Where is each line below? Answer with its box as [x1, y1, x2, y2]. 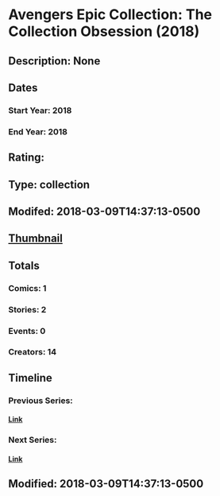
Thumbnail [8, 232, 64, 246]
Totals [8, 258, 40, 272]
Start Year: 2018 [8, 105, 72, 116]
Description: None [8, 54, 101, 68]
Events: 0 [8, 325, 46, 336]
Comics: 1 [8, 282, 47, 293]
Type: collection [8, 177, 90, 192]
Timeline [8, 371, 53, 385]
